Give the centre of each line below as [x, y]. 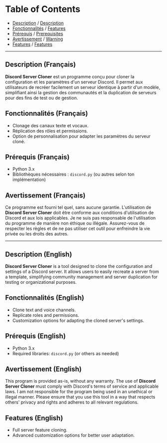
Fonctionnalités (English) [45, 298]
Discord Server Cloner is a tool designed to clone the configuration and [79, 266]
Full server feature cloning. [40, 430]
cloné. [19, 141]
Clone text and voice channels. [44, 310]
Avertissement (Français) [45, 195]
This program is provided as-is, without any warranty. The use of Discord [80, 381]
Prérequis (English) [36, 336]
